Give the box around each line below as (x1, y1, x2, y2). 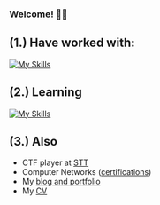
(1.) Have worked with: (9, 35, 135, 51)
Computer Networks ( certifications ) (21, 167, 152, 177)
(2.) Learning (9, 84, 82, 100)
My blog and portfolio (21, 177, 101, 187)
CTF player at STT (21, 157, 89, 168)
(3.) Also (9, 133, 57, 149)
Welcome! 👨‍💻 (9, 8, 68, 20)
